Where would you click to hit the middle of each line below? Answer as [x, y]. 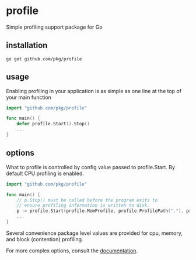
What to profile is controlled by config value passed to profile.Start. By [90, 167]
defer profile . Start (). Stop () [53, 124]
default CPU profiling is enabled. [45, 173]
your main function [29, 97]
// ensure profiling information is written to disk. [83, 206]
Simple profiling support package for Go [55, 27]
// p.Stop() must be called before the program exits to [87, 200]
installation [27, 45]
